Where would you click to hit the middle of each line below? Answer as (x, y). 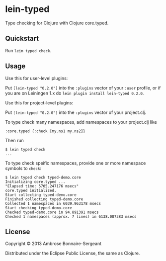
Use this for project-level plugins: (39, 102)
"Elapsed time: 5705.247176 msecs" (42, 186)
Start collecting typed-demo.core (41, 195)
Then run (14, 140)
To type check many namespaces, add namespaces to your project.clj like (81, 122)
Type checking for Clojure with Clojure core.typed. (57, 23)
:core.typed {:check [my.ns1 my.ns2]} (45, 131)
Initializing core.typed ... (35, 182)
